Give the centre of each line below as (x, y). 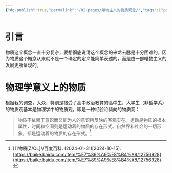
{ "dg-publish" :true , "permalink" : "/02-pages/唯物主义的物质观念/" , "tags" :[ (83, 10)
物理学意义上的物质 (46, 87)
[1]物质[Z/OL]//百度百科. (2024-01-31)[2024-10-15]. (67, 148)
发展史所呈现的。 (23, 65)
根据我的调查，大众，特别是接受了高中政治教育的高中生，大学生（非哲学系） (86, 102)
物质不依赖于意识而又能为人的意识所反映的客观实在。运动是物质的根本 (92, 120)
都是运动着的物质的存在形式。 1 (59, 133)
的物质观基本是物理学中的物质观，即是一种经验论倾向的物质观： (72, 109)
